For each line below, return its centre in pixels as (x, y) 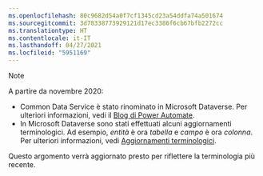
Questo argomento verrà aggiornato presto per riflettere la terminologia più (132, 156)
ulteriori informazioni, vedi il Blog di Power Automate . (107, 115)
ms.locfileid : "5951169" (50, 53)
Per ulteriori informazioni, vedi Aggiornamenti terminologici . (118, 140)
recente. (22, 164)
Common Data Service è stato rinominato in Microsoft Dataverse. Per (133, 106)
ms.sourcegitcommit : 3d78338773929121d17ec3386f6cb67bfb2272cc (116, 23)
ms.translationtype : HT (48, 30)
